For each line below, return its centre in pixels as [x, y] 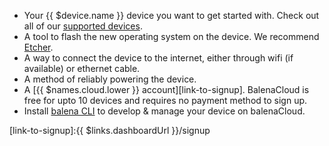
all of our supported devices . [83, 26]
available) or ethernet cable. [82, 68]
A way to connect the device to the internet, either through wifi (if [158, 58]
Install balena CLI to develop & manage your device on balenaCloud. [164, 111]
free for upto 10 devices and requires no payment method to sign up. [165, 100]
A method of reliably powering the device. [110, 79]
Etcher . [38, 47]
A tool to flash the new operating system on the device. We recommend [171, 36]
